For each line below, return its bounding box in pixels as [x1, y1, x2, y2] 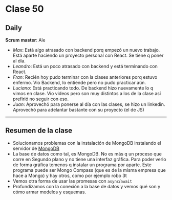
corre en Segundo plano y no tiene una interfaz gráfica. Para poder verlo [12, 156, 166, 162]
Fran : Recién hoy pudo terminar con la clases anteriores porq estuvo [12, 74, 158, 80]
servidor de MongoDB [12, 145, 60, 151]
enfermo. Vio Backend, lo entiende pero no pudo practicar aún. [12, 80, 146, 85]
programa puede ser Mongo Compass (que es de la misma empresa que [12, 167, 166, 173]
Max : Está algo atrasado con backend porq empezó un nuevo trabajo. [12, 47, 160, 53]
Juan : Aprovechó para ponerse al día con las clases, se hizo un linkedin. [12, 101, 165, 107]
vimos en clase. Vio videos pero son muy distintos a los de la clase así [12, 91, 161, 96]
